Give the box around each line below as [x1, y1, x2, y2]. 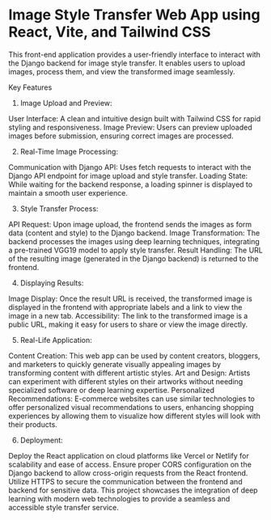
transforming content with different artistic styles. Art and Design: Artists [8, 368, 251, 378]
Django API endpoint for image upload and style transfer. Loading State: [8, 171, 248, 180]
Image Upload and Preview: [19, 98, 112, 108]
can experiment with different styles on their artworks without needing [8, 376, 243, 386]
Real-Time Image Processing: [19, 146, 119, 156]
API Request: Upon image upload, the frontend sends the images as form [8, 219, 252, 229]
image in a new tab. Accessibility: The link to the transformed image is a [8, 311, 248, 320]
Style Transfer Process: [19, 204, 99, 213]
